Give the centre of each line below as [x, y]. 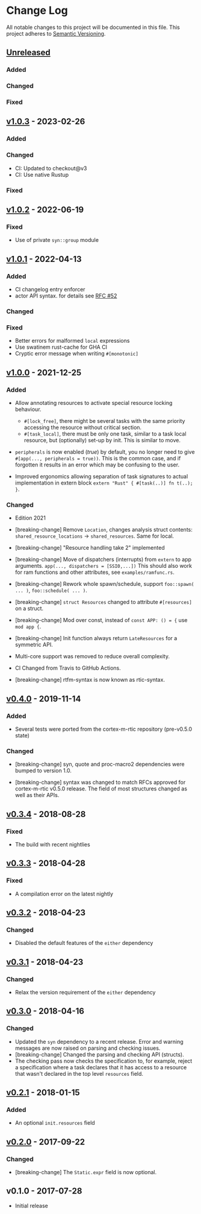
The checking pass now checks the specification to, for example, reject [104, 1061]
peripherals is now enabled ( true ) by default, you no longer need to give [105, 452]
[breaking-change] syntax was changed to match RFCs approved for [100, 783]
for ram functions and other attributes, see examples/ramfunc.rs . [94, 572]
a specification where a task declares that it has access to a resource [101, 1067]
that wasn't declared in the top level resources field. [79, 1073]
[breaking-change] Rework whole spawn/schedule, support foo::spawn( [104, 584]
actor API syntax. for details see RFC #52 [66, 296]
